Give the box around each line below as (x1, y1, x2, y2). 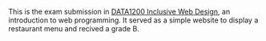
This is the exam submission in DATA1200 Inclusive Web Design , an (8, 7, 231, 16)
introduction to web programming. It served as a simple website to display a (8, 15, 259, 25)
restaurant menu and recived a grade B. (8, 24, 140, 33)
